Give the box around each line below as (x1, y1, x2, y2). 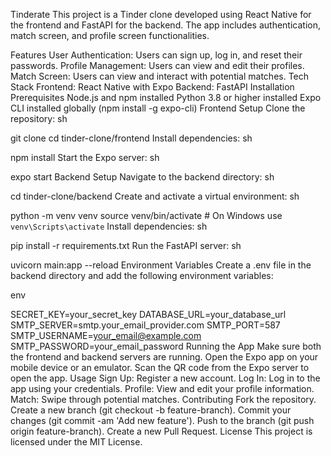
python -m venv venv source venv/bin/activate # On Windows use (10, 210, 283, 221)
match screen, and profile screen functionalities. (10, 30, 210, 41)
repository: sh (10, 113, 68, 124)
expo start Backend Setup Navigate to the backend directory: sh (10, 171, 275, 183)
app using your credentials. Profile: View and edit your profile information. (10, 383, 315, 394)
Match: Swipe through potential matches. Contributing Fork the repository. (10, 394, 317, 405)
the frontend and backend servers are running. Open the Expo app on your (10, 351, 319, 363)
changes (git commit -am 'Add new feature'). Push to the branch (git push (10, 415, 315, 426)
